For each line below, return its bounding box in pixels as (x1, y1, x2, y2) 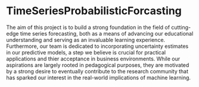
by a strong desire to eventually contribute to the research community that (6, 67, 189, 75)
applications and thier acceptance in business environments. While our (6, 55, 181, 62)
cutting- (171, 24, 191, 31)
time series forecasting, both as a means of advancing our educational (20, 30, 194, 37)
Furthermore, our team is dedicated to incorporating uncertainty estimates (6, 43, 189, 50)
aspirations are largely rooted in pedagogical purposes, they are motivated (6, 61, 189, 69)
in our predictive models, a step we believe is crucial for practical (6, 49, 166, 56)
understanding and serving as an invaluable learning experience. (6, 36, 166, 43)
